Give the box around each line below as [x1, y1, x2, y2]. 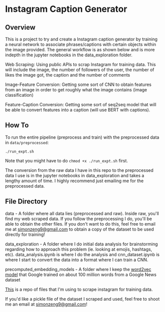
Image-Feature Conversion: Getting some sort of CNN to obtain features [5, 81, 152, 87]
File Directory [5, 197, 48, 206]
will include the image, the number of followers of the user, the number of [5, 67, 154, 73]
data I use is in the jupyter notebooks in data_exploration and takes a [5, 172, 144, 178]
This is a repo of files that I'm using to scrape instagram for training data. [5, 286, 153, 292]
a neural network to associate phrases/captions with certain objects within [5, 41, 157, 47]
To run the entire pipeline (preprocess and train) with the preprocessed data [5, 134, 160, 140]
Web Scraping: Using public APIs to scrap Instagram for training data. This [5, 62, 156, 67]
